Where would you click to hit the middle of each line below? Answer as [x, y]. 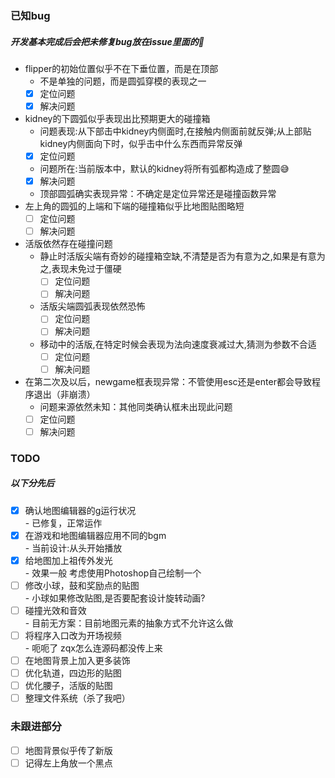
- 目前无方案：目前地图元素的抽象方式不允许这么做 [129, 623]
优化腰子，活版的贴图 [68, 686]
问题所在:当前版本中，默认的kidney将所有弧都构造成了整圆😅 [164, 169]
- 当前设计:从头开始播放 [73, 548]
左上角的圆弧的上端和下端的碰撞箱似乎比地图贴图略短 [134, 206]
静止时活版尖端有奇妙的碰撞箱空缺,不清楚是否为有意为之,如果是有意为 [182, 256]
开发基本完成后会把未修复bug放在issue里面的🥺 [107, 41]
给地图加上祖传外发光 [68, 560]
